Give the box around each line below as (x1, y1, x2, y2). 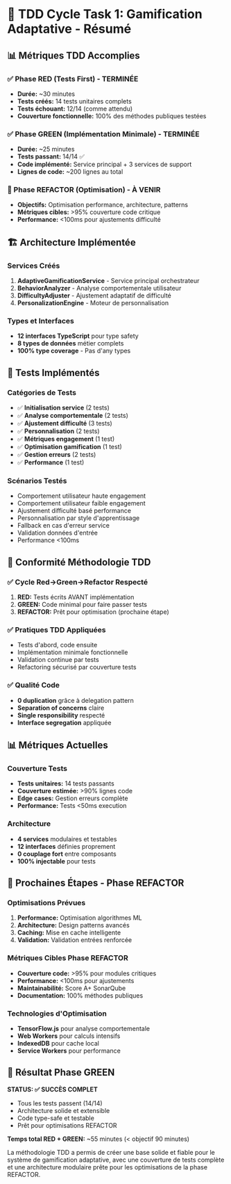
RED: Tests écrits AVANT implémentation (17, 593, 135, 601)
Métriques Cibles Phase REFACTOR (7, 953, 128, 963)
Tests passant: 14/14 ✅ (17, 152, 85, 161)
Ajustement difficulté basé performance (17, 507, 132, 515)
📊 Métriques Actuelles (7, 740, 109, 752)
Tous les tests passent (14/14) (17, 1098, 103, 1108)
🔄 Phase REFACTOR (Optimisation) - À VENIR (7, 185, 161, 195)
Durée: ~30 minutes (17, 90, 76, 98)
